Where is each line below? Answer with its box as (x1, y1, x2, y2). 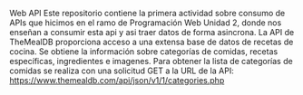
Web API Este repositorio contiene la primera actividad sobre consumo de (9, 8, 286, 18)
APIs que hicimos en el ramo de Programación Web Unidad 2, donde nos (9, 17, 282, 28)
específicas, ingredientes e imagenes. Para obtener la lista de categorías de (9, 56, 293, 66)
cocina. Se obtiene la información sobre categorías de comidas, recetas (9, 46, 279, 57)
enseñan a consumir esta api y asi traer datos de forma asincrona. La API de (9, 27, 295, 37)
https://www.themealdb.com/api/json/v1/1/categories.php (9, 75, 225, 85)
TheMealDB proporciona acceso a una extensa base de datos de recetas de (9, 36, 294, 47)
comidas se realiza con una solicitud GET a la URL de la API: (9, 65, 234, 76)
